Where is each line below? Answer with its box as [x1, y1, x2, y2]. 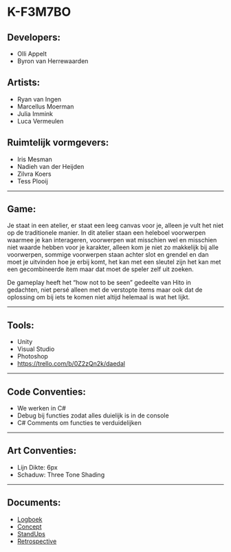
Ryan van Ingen [16, 95, 62, 103]
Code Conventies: [7, 386, 86, 398]
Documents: [7, 497, 61, 509]
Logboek [16, 515, 43, 523]
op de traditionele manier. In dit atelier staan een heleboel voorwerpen [7, 229, 206, 237]
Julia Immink [16, 109, 54, 117]
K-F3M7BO [7, 4, 71, 20]
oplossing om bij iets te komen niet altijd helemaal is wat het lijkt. [7, 293, 190, 301]
